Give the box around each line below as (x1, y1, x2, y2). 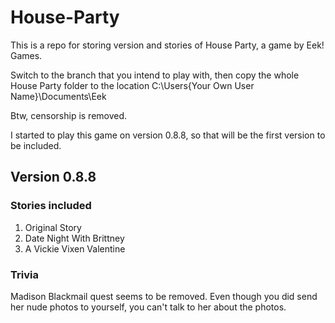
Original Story (24, 221, 82, 233)
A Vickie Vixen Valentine (24, 242, 126, 255)
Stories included (10, 199, 92, 213)
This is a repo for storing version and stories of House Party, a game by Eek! (10, 39, 325, 51)
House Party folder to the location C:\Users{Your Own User (10, 79, 255, 91)
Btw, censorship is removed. (10, 109, 128, 121)
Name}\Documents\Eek (10, 90, 107, 102)
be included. (10, 139, 62, 151)
